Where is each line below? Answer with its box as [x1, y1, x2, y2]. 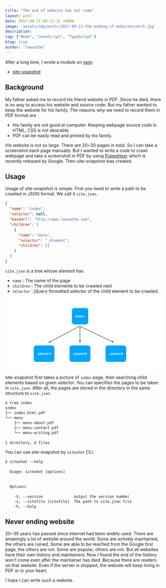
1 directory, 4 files [5, 440, 50, 445]
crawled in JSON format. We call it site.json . [5, 191, 98, 197]
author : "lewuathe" [5, 45, 46, 50]
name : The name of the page [12, 277, 71, 283]
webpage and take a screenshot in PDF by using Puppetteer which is [5, 152, 146, 159]
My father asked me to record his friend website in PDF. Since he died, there [5, 96, 161, 102]
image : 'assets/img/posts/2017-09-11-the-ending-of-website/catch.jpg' [5, 24, 156, 29]
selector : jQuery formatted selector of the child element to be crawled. [12, 288, 159, 294]
